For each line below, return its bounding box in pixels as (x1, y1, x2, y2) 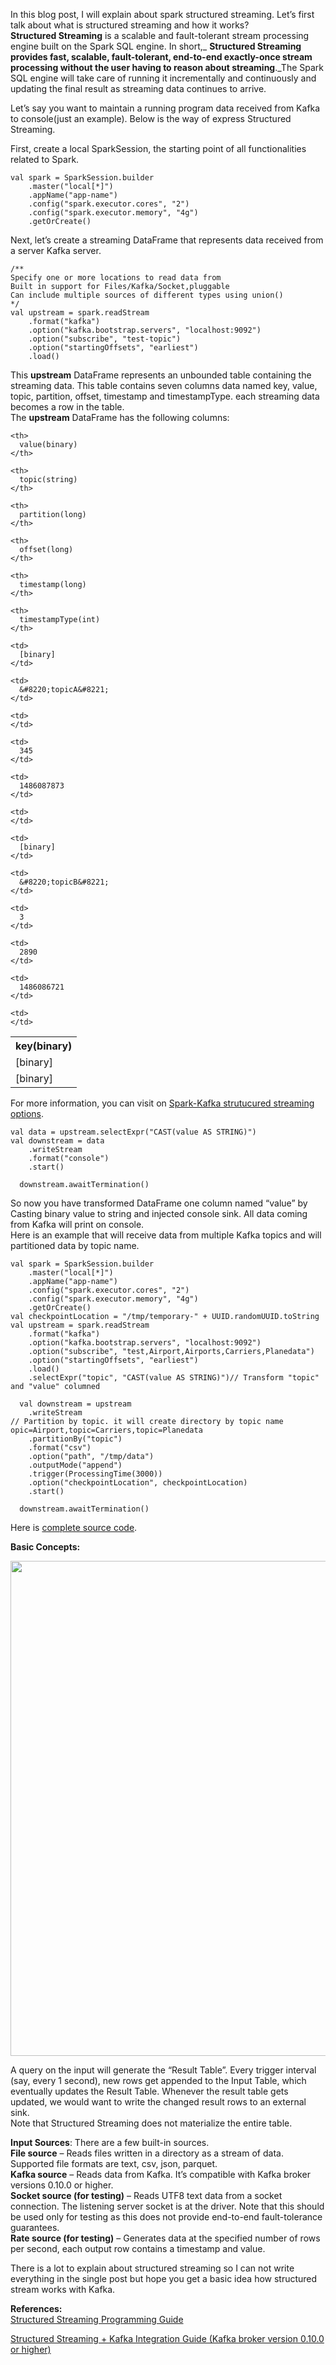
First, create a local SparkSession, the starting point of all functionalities (10, 143, 307, 154)
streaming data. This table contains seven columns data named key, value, (10, 380, 318, 391)
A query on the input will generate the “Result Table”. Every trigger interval (10, 2064, 317, 2076)
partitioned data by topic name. (10, 1240, 140, 1251)
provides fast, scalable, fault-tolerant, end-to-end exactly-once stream (10, 51, 313, 63)
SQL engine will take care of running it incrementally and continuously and (10, 72, 317, 84)
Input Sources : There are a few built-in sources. (10, 2137, 210, 2148)
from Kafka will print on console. (10, 1219, 145, 1230)
